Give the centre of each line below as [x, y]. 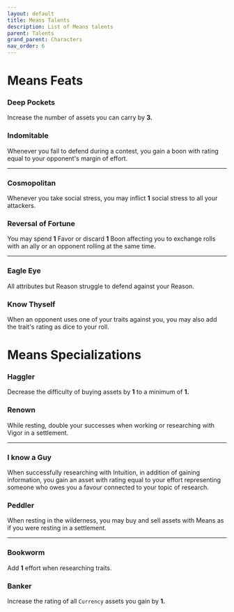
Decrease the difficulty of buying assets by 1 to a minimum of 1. [98, 392]
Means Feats [45, 81]
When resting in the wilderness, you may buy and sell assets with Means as [116, 521]
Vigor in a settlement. [38, 433]
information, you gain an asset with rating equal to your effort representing [114, 480]
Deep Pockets [31, 103]
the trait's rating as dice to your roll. [58, 327]
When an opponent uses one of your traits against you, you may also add [112, 319]
